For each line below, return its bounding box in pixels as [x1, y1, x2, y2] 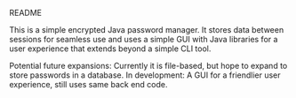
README [9, 8, 43, 18]
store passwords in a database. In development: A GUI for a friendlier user [9, 70, 282, 80]
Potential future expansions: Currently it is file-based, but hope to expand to [9, 61, 288, 71]
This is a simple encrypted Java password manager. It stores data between [9, 25, 284, 34]
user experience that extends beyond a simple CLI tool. [9, 43, 212, 54]
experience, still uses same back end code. [9, 79, 168, 89]
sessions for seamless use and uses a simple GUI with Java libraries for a [9, 34, 278, 44]
